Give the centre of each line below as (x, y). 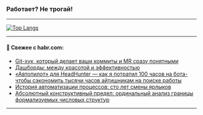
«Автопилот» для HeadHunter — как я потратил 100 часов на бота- (101, 74)
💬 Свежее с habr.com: (35, 47)
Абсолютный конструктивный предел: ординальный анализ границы (104, 93)
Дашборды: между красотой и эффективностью (77, 67)
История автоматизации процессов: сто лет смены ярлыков (93, 87)
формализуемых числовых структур (62, 99)
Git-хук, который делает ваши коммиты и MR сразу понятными (97, 61)
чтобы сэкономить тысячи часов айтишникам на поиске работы (98, 80)
